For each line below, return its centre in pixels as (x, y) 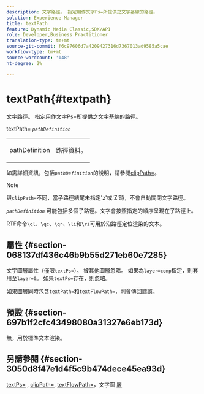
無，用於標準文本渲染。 (36, 338)
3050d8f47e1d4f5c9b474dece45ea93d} (86, 369)
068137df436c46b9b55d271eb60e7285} (87, 255)
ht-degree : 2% (25, 63)
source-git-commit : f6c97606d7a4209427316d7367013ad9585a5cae (87, 47)
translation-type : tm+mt (38, 40)
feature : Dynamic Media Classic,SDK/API (59, 29)
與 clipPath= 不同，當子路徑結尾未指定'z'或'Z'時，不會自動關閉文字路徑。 (97, 198)
